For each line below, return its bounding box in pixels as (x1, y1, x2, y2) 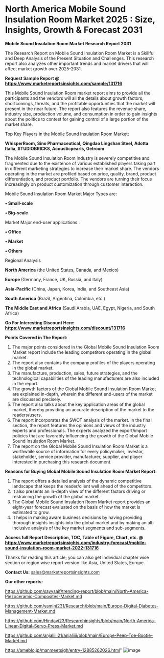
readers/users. (12, 412, 42, 418)
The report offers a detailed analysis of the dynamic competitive (12, 478, 142, 484)
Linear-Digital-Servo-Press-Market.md (5, 623, 83, 629)
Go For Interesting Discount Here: (5, 319, 75, 325)
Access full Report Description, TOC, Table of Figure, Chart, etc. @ (5, 534, 143, 540)
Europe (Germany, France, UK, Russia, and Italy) (5, 276, 103, 282)
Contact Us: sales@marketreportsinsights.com (5, 569, 100, 575)
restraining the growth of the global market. (12, 493, 100, 499)
